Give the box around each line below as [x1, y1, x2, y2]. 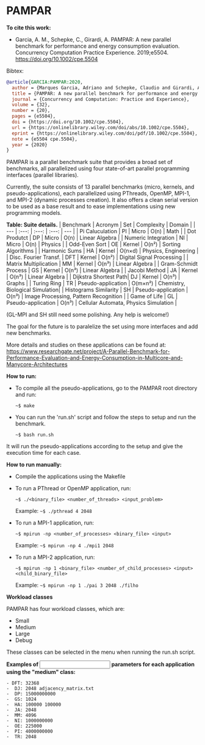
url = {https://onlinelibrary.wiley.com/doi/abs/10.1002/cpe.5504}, [12, 124, 190, 130]
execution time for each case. [6, 449, 81, 457]
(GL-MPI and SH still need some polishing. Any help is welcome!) [6, 311, 170, 318]
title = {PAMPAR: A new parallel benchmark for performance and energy [12, 90, 198, 97]
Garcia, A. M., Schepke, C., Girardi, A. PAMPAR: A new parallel [15, 36, 171, 43]
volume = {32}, [12, 102, 51, 108]
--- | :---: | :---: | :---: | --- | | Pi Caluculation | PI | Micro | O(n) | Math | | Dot [6, 228, 196, 235]
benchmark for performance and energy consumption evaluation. [15, 42, 180, 50]
